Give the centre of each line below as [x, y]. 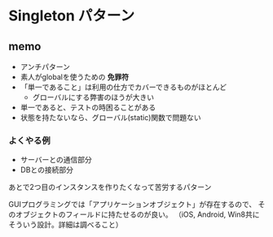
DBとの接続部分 [46, 170]
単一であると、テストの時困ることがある [88, 107]
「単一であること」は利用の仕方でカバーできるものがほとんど [123, 87]
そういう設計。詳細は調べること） [66, 225]
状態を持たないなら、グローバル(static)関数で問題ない [110, 117]
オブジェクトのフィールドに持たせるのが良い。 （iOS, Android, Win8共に [137, 214]
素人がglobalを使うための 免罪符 [75, 77]
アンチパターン [45, 67]
